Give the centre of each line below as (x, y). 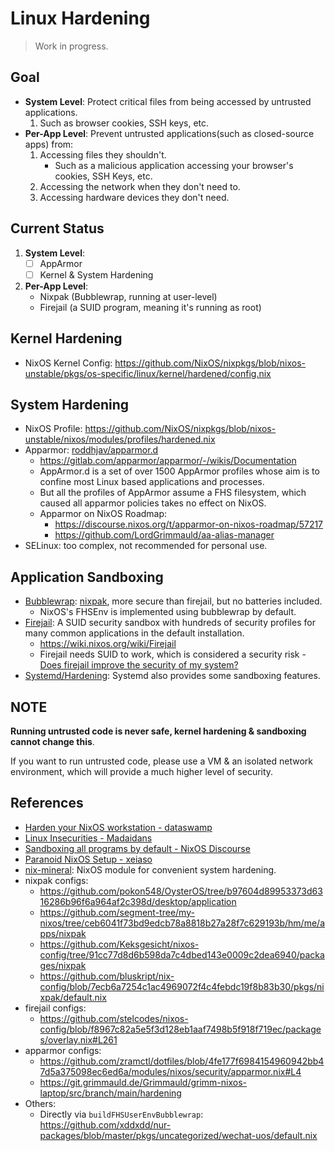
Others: (40, 1103)
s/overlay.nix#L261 (78, 1039)
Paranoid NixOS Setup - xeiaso (88, 859)
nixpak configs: (56, 880)
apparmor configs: (63, 1050)
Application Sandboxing (87, 577)
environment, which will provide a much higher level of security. (142, 771)
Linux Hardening (80, 18)
